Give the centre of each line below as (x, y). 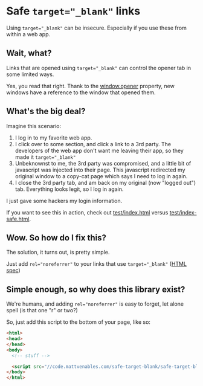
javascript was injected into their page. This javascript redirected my (100, 170)
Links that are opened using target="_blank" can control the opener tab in (99, 68)
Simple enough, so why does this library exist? (96, 289)
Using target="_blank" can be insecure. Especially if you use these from (97, 28)
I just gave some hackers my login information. (64, 201)
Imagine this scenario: (34, 126)
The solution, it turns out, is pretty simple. (58, 253)
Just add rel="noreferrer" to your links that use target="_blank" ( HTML (97, 264)
